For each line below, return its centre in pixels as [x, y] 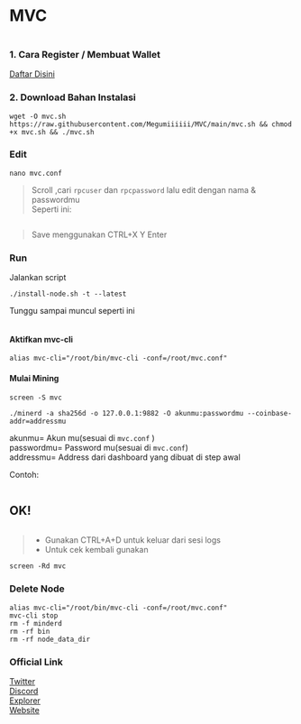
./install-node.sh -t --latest [68, 294]
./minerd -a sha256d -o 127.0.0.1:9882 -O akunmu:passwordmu [127, 413]
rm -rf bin [30, 631]
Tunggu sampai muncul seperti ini [72, 311]
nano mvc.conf [36, 173]
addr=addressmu [38, 421]
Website [25, 710]
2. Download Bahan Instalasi [73, 97]
